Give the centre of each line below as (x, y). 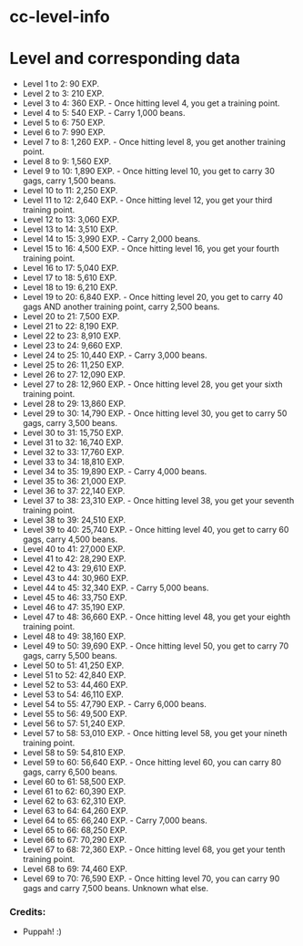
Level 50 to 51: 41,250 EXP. (73, 665)
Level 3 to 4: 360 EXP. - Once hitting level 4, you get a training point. (151, 103)
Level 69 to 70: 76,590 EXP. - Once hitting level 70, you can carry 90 (151, 878)
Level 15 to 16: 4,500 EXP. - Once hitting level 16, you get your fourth (151, 249)
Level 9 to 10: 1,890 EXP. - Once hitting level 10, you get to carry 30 (148, 172)
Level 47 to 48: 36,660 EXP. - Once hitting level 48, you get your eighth (157, 617)
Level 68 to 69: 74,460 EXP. (75, 869)
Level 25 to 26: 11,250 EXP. (73, 365)
